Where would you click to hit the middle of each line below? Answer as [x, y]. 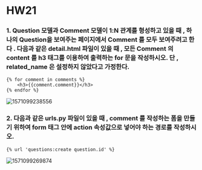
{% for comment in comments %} [46, 80]
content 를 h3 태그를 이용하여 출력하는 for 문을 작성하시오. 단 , [92, 58]
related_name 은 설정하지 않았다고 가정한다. [68, 67]
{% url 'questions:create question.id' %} [60, 149]
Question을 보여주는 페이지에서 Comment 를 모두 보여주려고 [103, 40]
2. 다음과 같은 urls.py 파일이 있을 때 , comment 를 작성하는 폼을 [94, 119]
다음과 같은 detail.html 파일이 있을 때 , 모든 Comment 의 [95, 49]
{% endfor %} [23, 90]
